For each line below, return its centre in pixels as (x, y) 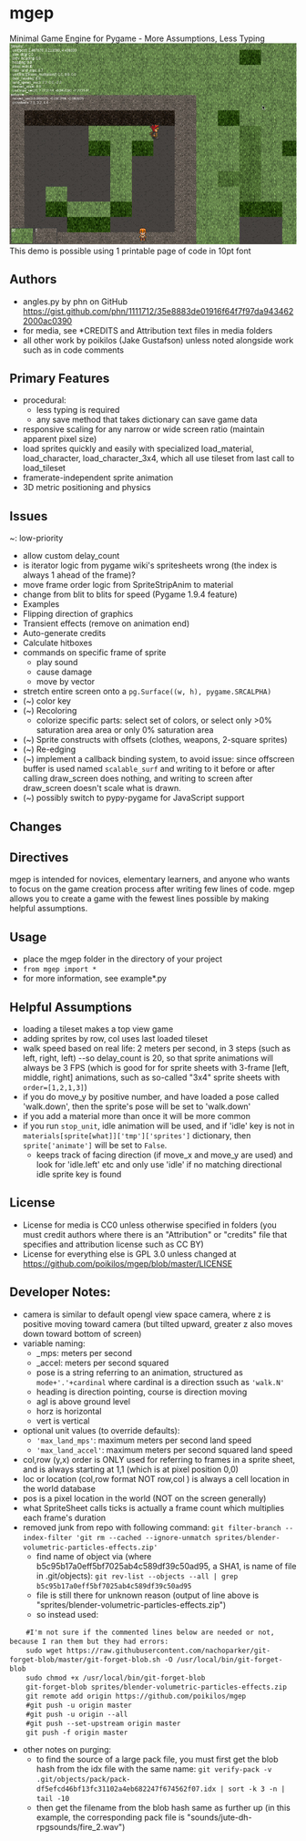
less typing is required (78, 410)
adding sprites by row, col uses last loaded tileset (115, 1039)
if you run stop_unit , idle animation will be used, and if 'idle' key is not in (158, 1126)
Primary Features (60, 378)
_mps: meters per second (84, 1352)
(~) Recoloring (50, 711)
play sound (57, 663)
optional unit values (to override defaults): (101, 1430)
